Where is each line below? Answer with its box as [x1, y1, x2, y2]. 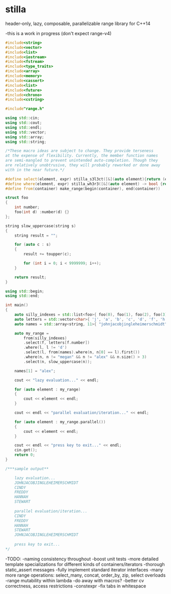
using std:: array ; [5, 134, 44, 140]
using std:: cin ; [5, 116, 40, 121]
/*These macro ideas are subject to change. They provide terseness [5, 148, 154, 153]
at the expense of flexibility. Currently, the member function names [5, 153, 158, 159]
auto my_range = [14, 330, 49, 336]
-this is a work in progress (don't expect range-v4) [5, 30, 112, 36]
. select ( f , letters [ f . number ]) [23, 340, 90, 345]
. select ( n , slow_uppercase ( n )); [23, 359, 93, 364]
